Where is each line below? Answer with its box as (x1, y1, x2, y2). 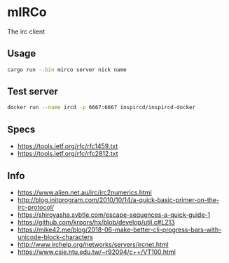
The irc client (7, 27, 46, 36)
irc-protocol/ (17, 203, 55, 211)
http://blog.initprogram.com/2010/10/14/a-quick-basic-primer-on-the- (17, 195, 219, 204)
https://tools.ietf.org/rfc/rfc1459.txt (17, 142, 118, 150)
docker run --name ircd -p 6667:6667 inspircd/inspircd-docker (7, 104, 196, 111)
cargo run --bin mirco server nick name (7, 66, 127, 73)
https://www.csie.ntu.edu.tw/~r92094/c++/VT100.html (17, 248, 176, 256)
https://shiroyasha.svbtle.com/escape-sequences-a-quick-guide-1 (17, 211, 211, 219)
